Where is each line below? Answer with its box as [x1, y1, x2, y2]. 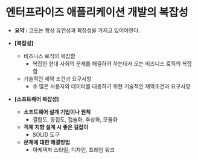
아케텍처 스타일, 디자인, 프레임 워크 [32, 146, 115, 153]
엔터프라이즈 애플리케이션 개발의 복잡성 [5, 5, 188, 19]
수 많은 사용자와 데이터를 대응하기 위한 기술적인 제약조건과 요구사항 [32, 82, 191, 89]
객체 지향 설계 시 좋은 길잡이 [23, 123, 89, 131]
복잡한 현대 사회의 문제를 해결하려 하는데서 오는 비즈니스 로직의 [32, 60, 181, 67]
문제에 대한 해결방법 [23, 138, 71, 146]
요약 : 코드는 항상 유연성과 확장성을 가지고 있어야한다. [14, 27, 140, 34]
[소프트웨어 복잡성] [14, 95, 59, 103]
